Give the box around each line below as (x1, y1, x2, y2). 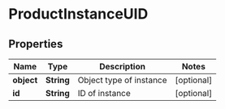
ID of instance (77, 88, 132, 99)
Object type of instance (77, 74, 168, 86)
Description (98, 61, 146, 72)
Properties (8, 37, 63, 51)
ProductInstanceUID (8, 5, 149, 23)
